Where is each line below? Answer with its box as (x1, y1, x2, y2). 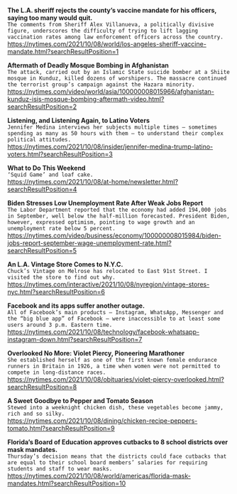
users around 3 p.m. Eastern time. (7, 321, 113, 328)
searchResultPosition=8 (7, 383, 77, 391)
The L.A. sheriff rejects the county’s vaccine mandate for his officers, (7, 6, 217, 14)
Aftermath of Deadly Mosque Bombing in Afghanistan (7, 61, 169, 70)
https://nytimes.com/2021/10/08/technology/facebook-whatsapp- (7, 328, 200, 336)
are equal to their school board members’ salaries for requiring (7, 459, 208, 466)
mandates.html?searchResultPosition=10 (7, 479, 126, 488)
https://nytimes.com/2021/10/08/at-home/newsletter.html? (7, 178, 179, 186)
